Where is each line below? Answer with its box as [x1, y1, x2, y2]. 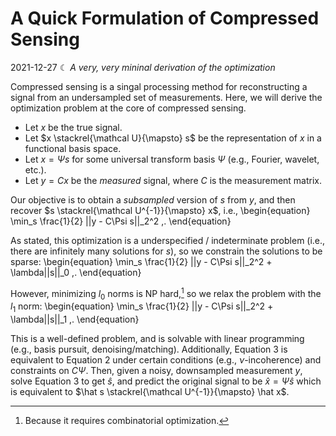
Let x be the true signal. [24, 121, 123, 133]
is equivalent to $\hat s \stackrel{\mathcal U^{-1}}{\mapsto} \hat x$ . [10, 386, 290, 398]
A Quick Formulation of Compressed [10, 7, 320, 30]
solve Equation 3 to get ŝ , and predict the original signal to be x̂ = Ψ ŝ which [10, 375, 322, 387]
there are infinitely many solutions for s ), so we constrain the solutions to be [10, 245, 323, 257]
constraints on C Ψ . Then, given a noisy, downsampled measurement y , [10, 365, 303, 377]
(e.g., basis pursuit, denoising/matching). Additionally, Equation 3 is [10, 343, 288, 356]
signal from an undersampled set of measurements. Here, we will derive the [10, 91, 323, 103]
